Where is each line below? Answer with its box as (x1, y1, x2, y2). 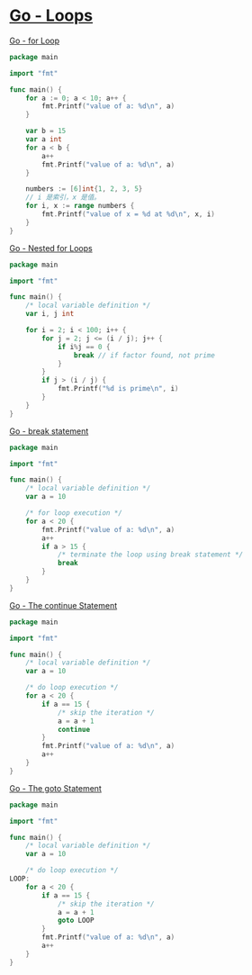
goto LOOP (57, 916, 94, 925)
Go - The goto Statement (9, 782, 102, 793)
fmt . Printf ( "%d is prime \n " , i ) (57, 384, 179, 393)
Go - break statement (9, 425, 89, 437)
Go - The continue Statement (9, 600, 118, 610)
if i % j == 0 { (57, 342, 111, 351)
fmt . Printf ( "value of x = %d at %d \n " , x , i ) (41, 210, 216, 219)
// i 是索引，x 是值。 (25, 193, 101, 203)
